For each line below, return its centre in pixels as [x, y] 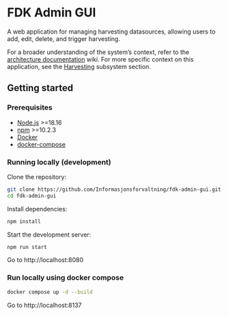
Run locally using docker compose [66, 278]
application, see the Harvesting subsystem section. [79, 66]
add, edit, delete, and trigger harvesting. [64, 38]
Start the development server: [49, 235]
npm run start [27, 247]
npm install [24, 221]
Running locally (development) [59, 162]
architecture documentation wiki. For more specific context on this [100, 59]
